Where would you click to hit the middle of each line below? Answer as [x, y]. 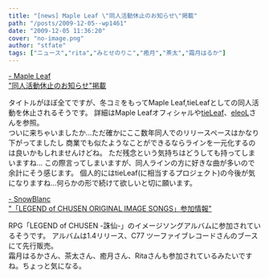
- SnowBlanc [29, 199]
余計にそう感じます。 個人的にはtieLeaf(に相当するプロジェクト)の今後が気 [132, 173]
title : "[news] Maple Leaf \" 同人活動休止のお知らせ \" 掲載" [103, 16]
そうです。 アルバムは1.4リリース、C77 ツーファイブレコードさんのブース [137, 235]
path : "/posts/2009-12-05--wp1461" [68, 23]
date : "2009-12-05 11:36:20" [57, 31]
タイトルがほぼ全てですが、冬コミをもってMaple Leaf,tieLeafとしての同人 [130, 102]
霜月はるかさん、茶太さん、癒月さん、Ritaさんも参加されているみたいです [130, 256]
